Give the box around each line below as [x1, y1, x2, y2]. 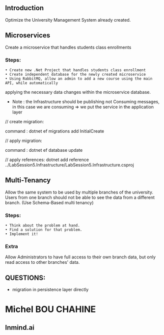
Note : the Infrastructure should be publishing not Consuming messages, [12, 98, 160, 105]
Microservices [5, 31, 51, 40]
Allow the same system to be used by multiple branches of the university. [5, 189, 154, 195]
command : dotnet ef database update [5, 147, 83, 153]
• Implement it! [5, 232, 38, 237]
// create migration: [5, 118, 44, 124]
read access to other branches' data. [5, 259, 80, 265]
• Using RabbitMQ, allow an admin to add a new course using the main [5, 76, 153, 81]
